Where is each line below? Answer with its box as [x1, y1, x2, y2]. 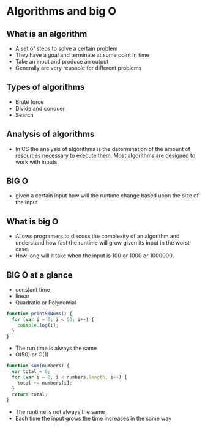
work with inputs [15, 158, 58, 166]
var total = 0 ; [12, 369, 51, 375]
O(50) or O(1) [15, 351, 49, 358]
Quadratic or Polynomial [15, 299, 76, 306]
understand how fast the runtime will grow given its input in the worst [15, 239, 190, 246]
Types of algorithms [6, 82, 85, 92]
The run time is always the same [15, 344, 97, 352]
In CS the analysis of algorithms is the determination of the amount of [15, 145, 191, 152]
